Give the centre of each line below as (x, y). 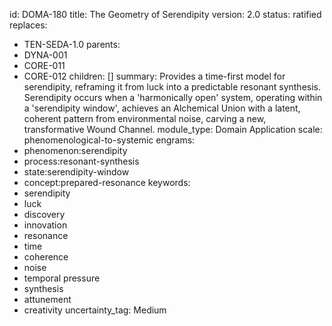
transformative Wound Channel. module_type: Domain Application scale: (173, 129)
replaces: (28, 25)
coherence (46, 257)
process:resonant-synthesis (81, 161)
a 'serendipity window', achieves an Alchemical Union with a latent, (162, 108)
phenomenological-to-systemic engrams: (109, 140)
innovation (45, 225)
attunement (47, 299)
